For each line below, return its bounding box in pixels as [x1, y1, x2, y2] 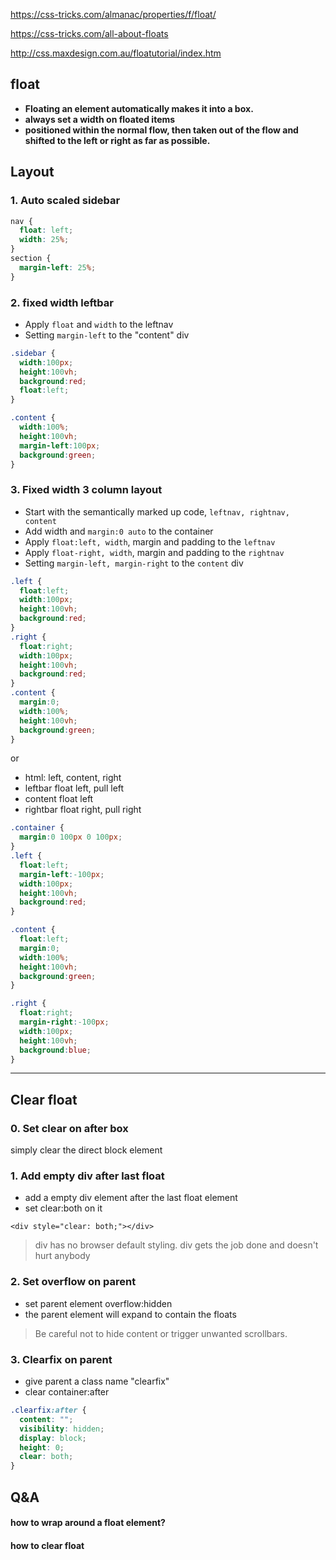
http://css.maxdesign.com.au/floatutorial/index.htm [10, 47, 222, 59]
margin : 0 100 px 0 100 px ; [19, 832, 123, 843]
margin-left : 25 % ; [19, 262, 97, 273]
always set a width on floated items [24, 113, 176, 125]
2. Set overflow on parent [10, 1275, 137, 1289]
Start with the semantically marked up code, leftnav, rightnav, [24, 505, 290, 518]
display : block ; [19, 1433, 87, 1443]
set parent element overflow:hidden [24, 1297, 173, 1309]
